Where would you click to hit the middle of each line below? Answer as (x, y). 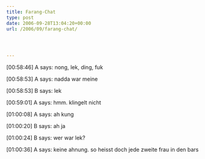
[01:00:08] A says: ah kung (40, 114)
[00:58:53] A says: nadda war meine (52, 79)
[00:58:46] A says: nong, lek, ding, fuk (55, 67)
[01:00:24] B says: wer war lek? (46, 138)
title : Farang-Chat (31, 12)
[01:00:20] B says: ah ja (36, 126)
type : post (20, 18)
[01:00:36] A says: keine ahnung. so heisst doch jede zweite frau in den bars (103, 150)
